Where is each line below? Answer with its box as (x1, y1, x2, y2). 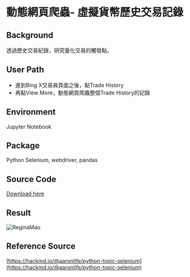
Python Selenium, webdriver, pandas (6, 157, 98, 164)
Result (6, 207, 31, 218)
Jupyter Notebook (6, 123, 52, 130)
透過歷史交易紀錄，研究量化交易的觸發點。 (6, 47, 113, 54)
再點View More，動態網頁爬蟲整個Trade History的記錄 (15, 89, 150, 96)
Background (6, 30, 53, 40)
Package (6, 140, 41, 151)
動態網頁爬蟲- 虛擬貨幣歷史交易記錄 (6, 5, 183, 19)
